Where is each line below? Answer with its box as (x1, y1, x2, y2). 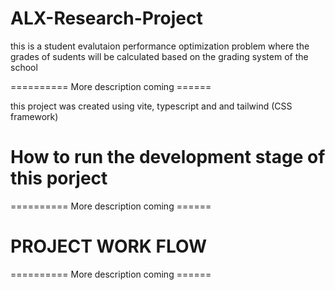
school (10, 61, 38, 73)
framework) (10, 110, 59, 122)
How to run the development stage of (10, 146, 326, 169)
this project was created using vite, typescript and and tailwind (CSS (10, 100, 293, 112)
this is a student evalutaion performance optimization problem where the (10, 40, 310, 52)
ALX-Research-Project (10, 7, 203, 30)
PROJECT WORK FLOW (10, 235, 208, 258)
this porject (10, 167, 108, 190)
